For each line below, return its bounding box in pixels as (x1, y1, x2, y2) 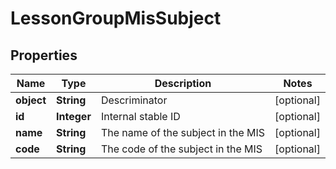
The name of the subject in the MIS (100, 126, 266, 139)
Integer (56, 110, 92, 123)
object (15, 93, 47, 107)
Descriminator (100, 93, 168, 107)
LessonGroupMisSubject (10, 7, 222, 30)
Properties (10, 47, 78, 64)
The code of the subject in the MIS (100, 142, 263, 156)
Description (154, 77, 212, 90)
